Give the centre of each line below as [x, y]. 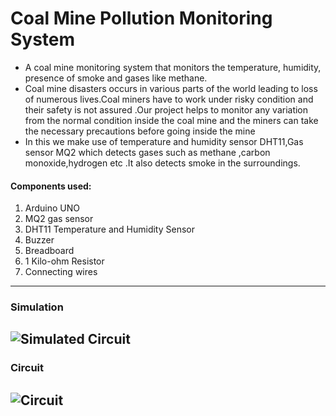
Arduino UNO [52, 208]
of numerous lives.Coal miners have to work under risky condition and [169, 99]
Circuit [27, 368]
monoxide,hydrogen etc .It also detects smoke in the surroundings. [162, 163]
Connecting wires [61, 272]
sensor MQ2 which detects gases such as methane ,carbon [147, 152]
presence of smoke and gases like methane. [116, 78]
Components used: [51, 186]
